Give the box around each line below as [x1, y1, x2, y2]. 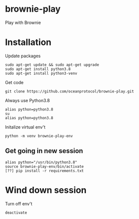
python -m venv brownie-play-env [5, 133, 73, 138]
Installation [5, 37, 52, 48]
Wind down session [5, 184, 87, 196]
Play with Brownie [5, 20, 41, 25]
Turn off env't [5, 200, 33, 206]
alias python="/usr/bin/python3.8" [5, 160, 78, 165]
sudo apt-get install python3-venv [5, 71, 78, 76]
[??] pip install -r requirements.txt [5, 168, 84, 173]
